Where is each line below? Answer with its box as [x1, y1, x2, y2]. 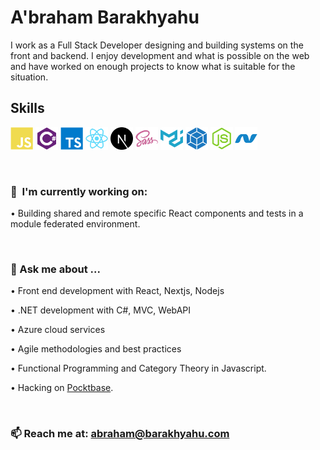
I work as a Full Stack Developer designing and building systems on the [10, 39, 304, 51]
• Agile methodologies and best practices [10, 343, 182, 355]
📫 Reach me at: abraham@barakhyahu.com [10, 427, 230, 441]
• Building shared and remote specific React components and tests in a [10, 207, 304, 220]
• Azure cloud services [10, 324, 106, 336]
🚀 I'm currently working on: [10, 184, 148, 198]
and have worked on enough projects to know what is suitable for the [10, 60, 296, 72]
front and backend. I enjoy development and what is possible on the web [10, 49, 310, 61]
